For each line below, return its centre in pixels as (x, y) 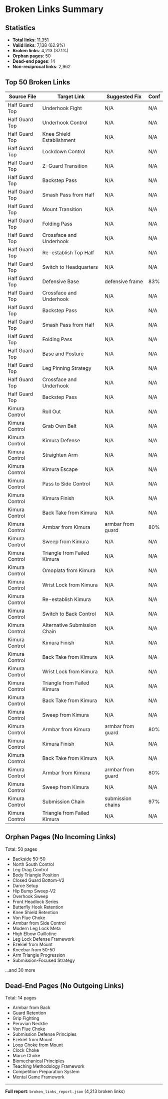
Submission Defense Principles (44, 1034)
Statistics (20, 28)
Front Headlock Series (35, 902)
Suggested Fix (124, 96)
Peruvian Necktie (30, 1024)
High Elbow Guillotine (34, 934)
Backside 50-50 (29, 859)
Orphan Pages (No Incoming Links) (61, 837)
